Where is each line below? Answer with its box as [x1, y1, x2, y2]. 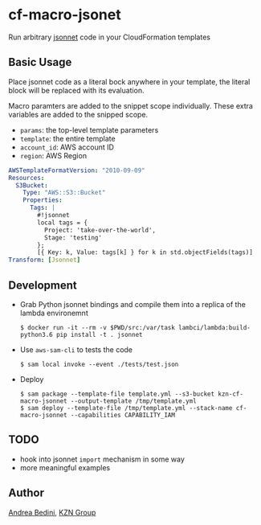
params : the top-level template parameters [19, 125, 159, 134]
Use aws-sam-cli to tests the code [19, 344, 133, 355]
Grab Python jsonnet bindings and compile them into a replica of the [19, 299, 247, 309]
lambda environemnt [19, 308, 88, 318]
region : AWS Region [19, 150, 87, 160]
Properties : [22, 196, 63, 204]
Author [8, 486, 44, 500]
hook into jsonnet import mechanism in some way [19, 454, 185, 464]
